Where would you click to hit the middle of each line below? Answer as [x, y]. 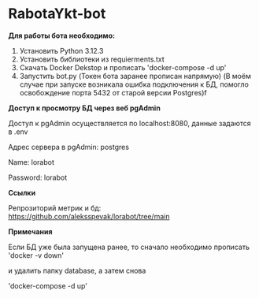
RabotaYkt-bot [57, 14]
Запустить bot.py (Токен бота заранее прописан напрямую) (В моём [135, 76]
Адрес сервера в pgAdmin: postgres [69, 147]
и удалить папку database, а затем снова [77, 270]
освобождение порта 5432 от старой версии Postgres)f [113, 92]
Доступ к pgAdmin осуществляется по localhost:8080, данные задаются [130, 123]
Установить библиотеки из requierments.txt [92, 59]
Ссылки [22, 192]
